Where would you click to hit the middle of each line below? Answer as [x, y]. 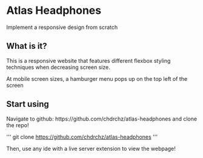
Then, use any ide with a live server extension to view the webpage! [91, 148]
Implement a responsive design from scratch [62, 27]
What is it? [27, 46]
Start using [28, 104]
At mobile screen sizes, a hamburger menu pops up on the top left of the [97, 78]
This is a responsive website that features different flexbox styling [88, 60]
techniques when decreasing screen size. [58, 67]
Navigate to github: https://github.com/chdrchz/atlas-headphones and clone [102, 119]
